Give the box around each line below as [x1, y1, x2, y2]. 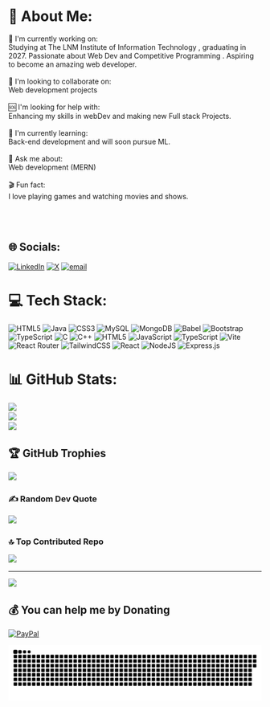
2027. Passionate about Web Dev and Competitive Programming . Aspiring [8, 51, 255, 60]
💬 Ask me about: [8, 153, 63, 163]
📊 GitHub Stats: [8, 370, 118, 388]
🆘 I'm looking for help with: [8, 102, 100, 112]
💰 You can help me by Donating [8, 603, 170, 617]
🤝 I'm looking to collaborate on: [8, 76, 112, 86]
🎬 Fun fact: [8, 180, 46, 190]
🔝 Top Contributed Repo [8, 536, 104, 547]
